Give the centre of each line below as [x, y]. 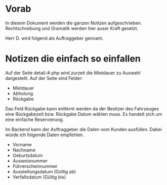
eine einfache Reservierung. [35, 119]
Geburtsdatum [28, 155]
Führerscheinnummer [35, 166]
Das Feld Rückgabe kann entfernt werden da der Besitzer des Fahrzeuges [82, 109]
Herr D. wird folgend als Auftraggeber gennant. [54, 38]
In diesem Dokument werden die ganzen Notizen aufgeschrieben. [74, 23]
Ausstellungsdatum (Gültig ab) [44, 171]
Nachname [24, 150]
